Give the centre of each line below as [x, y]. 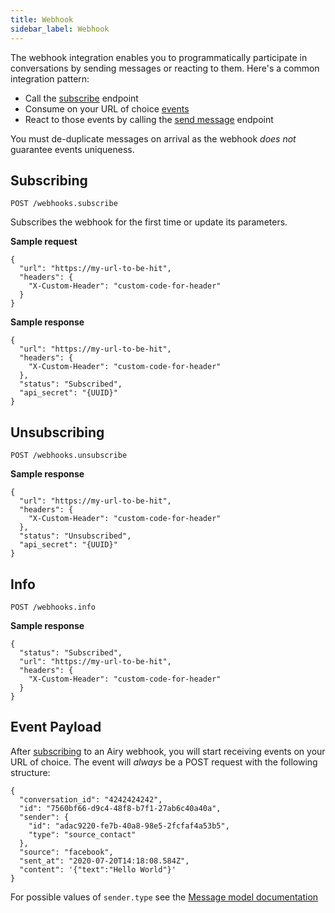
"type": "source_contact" [82, 834]
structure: [30, 772]
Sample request [44, 242]
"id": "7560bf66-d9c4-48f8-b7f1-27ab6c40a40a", [120, 808]
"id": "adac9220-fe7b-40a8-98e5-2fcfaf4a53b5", [129, 826]
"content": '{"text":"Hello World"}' [98, 869]
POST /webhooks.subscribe [64, 204]
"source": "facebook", [66, 852]
